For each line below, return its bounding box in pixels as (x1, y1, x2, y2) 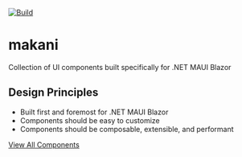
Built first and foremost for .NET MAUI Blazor (19, 107, 169, 117)
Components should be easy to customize (19, 115, 161, 125)
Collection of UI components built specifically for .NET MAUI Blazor (8, 62, 232, 72)
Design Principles (8, 85, 99, 100)
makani (8, 36, 59, 54)
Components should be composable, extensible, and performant (19, 124, 235, 134)
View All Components (8, 139, 80, 149)
